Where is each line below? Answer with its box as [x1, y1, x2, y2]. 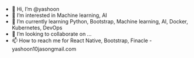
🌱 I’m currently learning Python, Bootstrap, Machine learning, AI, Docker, [11, 18, 189, 25]
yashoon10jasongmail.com [11, 46, 77, 52]
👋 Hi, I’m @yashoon [11, 6, 60, 12]
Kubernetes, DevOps [11, 24, 63, 31]
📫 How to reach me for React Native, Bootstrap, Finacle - [11, 37, 152, 44]
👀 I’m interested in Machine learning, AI [11, 12, 107, 19]
